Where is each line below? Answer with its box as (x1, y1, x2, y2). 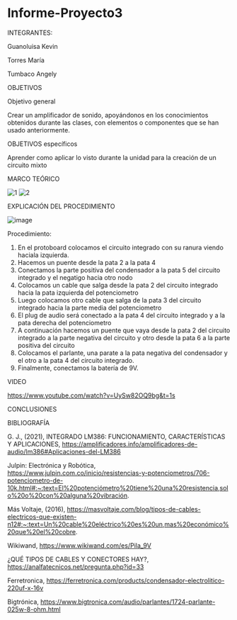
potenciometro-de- (7, 476, 64, 485)
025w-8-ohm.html (7, 604, 62, 614)
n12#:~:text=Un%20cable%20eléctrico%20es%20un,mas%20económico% (7, 519, 229, 529)
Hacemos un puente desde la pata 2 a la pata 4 (17, 258, 156, 266)
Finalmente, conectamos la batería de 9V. (17, 363, 139, 372)
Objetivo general (7, 97, 56, 106)
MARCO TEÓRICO (7, 174, 60, 183)
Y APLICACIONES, (7, 439, 61, 448)
